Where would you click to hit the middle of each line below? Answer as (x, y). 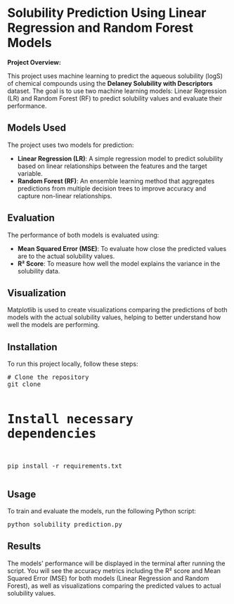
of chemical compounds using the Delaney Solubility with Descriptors (110, 83)
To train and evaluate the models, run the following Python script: (102, 510)
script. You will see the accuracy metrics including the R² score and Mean (114, 570)
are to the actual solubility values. (66, 256)
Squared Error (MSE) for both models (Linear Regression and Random (108, 578)
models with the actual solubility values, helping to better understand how (114, 317)
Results (24, 546)
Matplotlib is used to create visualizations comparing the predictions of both (117, 310)
